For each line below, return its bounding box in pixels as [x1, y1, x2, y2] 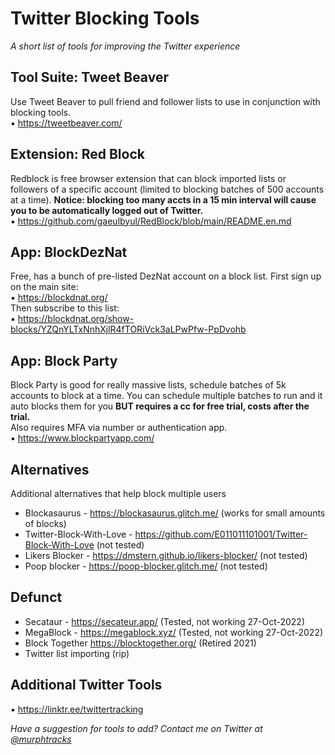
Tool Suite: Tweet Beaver [10, 69, 169, 86]
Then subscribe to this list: [10, 302, 120, 314]
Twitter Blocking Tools [10, 7, 200, 30]
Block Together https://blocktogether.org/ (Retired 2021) [24, 637, 257, 649]
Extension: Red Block [10, 146, 145, 163]
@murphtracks [10, 733, 72, 745]
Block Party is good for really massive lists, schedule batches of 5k [10, 379, 287, 391]
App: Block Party [10, 352, 118, 369]
